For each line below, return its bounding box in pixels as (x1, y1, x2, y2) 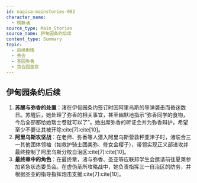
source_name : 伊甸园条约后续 (6, 31, 72, 37)
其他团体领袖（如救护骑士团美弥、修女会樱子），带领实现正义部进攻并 (20, 141, 189, 148)
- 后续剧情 (11, 47, 35, 53)
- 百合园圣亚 (11, 63, 40, 70)
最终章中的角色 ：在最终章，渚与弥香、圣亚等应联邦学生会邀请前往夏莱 (14, 156, 186, 163)
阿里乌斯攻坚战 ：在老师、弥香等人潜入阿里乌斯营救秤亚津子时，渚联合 (14, 134, 186, 141)
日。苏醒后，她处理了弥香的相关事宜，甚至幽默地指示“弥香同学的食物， (14, 111, 188, 118)
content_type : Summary (6, 36, 62, 42)
